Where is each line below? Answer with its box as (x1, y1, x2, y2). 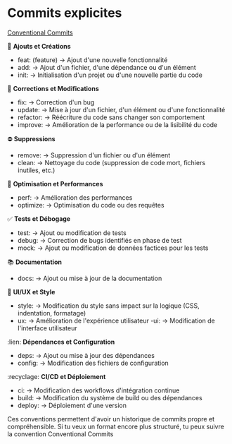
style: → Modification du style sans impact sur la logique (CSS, (17, 301, 200, 310)
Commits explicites (7, 5, 122, 21)
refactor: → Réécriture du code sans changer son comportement (17, 113, 205, 121)
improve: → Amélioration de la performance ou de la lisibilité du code (17, 120, 218, 128)
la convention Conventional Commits (7, 429, 114, 438)
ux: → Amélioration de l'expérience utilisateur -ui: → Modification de (17, 316, 216, 325)
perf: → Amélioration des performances (17, 193, 133, 202)
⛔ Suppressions (7, 134, 56, 143)
